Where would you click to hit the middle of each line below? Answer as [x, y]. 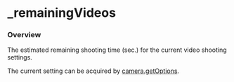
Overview [24, 35]
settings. [20, 57]
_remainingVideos [61, 13]
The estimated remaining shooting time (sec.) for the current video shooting [117, 50]
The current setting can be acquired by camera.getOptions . [93, 71]
